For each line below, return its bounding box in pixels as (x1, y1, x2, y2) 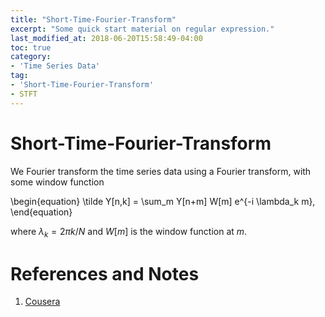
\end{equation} (10, 206, 73, 218)
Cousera (24, 296, 61, 308)
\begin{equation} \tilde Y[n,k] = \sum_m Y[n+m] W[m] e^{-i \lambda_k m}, (10, 195, 316, 207)
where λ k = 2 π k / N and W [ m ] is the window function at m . (10, 225, 248, 240)
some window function (10, 176, 105, 188)
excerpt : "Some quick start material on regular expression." (10, 24, 275, 34)
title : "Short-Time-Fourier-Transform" (10, 14, 177, 25)
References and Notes (10, 262, 200, 285)
